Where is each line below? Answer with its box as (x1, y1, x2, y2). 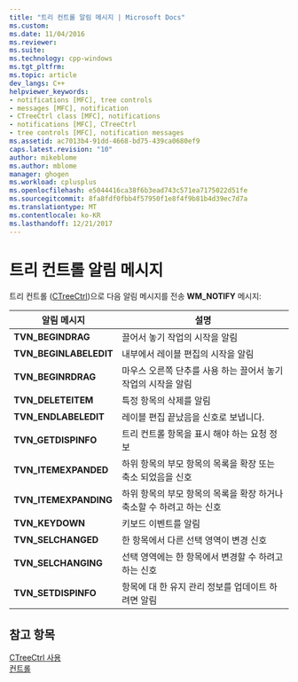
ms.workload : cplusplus (9, 178, 98, 187)
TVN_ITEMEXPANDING (13, 494, 114, 506)
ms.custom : (9, 21, 50, 30)
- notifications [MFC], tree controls (9, 95, 153, 105)
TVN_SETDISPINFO (13, 587, 97, 600)
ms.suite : (9, 46, 46, 55)
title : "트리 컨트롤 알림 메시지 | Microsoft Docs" (9, 12, 186, 22)
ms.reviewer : (9, 37, 58, 47)
